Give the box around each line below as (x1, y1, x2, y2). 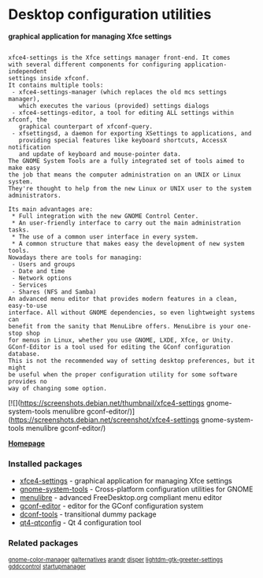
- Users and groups (11, 260, 76, 269)
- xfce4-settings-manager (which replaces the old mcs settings (11, 88, 227, 96)
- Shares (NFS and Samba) (11, 287, 97, 296)
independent (8, 67, 47, 76)
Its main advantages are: (8, 205, 93, 213)
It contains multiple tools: (8, 81, 104, 89)
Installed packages (8, 458, 83, 469)
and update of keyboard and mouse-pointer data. (18, 150, 181, 158)
